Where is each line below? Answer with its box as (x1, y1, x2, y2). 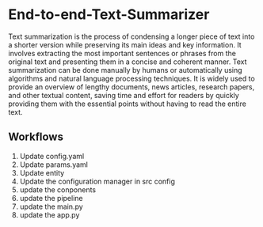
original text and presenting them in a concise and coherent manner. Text (8, 57, 247, 66)
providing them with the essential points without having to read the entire (8, 99, 247, 108)
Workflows (8, 131, 63, 144)
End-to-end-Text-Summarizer (8, 6, 210, 24)
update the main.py (19, 202, 83, 211)
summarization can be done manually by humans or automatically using (8, 65, 243, 74)
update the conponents (19, 184, 97, 195)
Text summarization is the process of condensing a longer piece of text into (8, 32, 255, 41)
